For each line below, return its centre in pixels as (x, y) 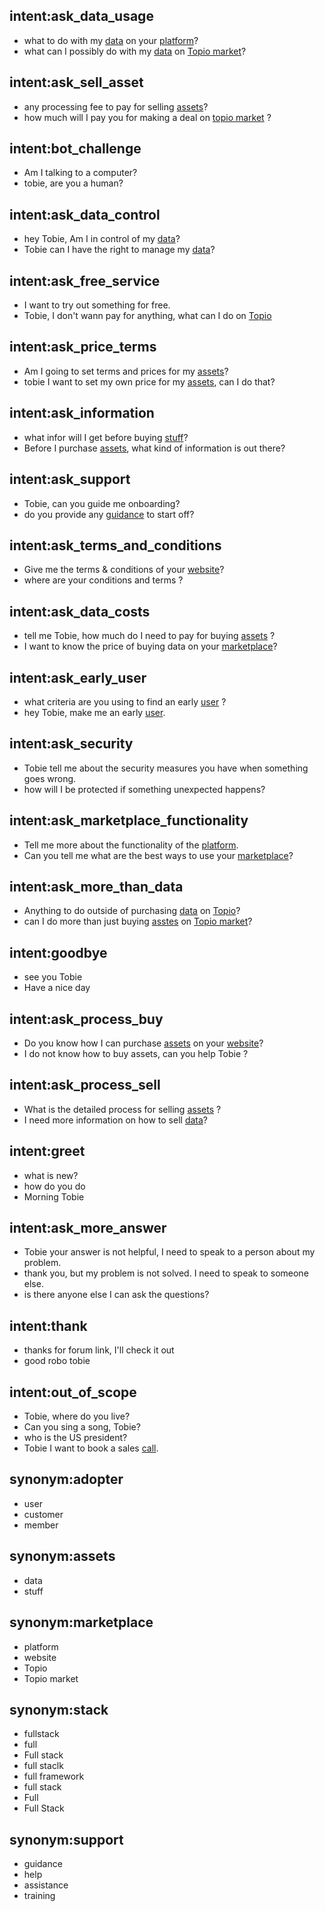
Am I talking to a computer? (80, 173)
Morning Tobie (54, 1196)
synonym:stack (59, 1709)
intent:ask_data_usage (81, 16)
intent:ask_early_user (78, 677)
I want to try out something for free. (97, 305)
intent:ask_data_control (85, 214)
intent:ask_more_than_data (96, 886)
